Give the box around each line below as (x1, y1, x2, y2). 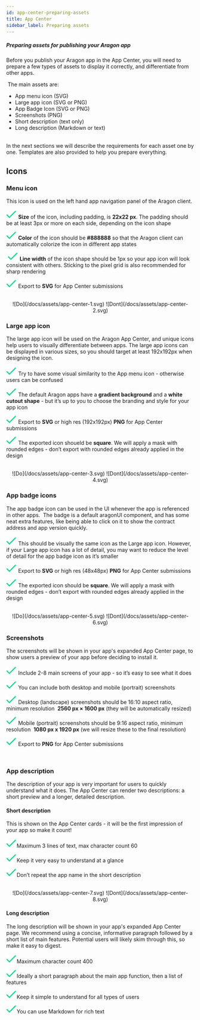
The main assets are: (7, 81, 59, 88)
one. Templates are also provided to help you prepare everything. (6, 148, 167, 156)
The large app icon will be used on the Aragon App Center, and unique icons (6, 335, 194, 342)
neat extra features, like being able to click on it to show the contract (6, 518, 175, 525)
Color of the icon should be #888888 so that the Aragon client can (17, 234, 183, 242)
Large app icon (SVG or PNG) (14, 99, 88, 106)
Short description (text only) (14, 118, 85, 125)
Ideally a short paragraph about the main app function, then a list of (17, 972, 183, 979)
